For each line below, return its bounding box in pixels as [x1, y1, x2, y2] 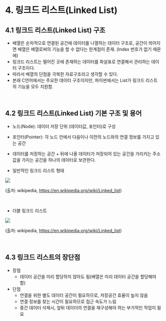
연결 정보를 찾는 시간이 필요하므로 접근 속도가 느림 [19, 298, 116, 304]
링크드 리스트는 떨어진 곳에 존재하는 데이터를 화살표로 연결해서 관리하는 [12, 59, 150, 65]
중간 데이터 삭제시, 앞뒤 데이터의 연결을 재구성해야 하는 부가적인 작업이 [19, 305, 156, 311]
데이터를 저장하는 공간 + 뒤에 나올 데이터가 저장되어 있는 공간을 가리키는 [12, 150, 152, 157]
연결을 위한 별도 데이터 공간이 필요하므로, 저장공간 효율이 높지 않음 [19, 292, 148, 298]
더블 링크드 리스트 [12, 208, 47, 214]
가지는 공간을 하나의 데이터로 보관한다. [21, 157, 96, 163]
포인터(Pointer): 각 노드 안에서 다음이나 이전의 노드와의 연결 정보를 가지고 [12, 134, 155, 140]
